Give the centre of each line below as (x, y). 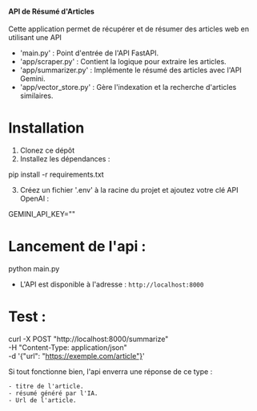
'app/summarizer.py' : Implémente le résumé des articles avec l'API (131, 70)
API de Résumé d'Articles (51, 11)
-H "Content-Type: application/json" (68, 348)
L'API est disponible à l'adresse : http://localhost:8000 (112, 284)
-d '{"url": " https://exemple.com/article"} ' (77, 356)
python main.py (34, 269)
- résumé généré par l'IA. (53, 393)
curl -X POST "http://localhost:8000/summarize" (88, 339)
